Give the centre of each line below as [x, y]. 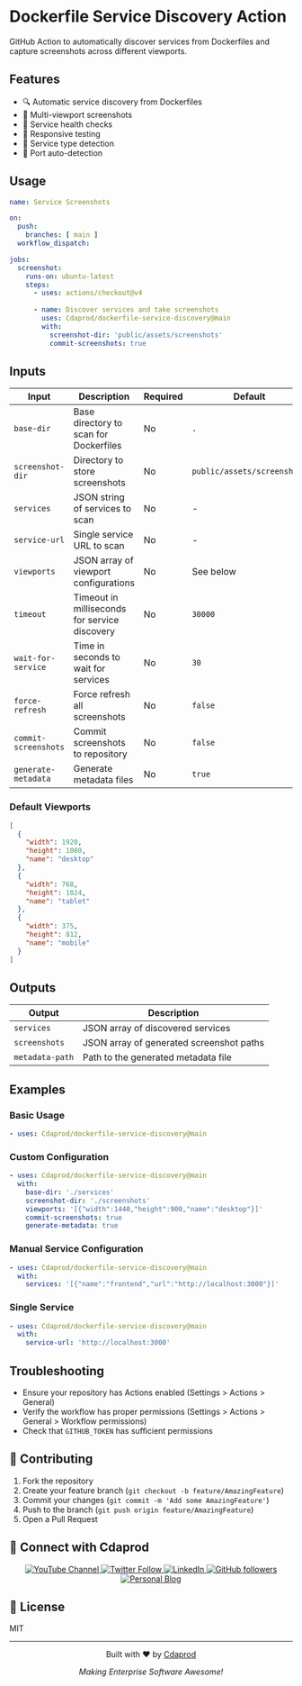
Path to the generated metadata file [157, 1057]
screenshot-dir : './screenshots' [88, 1201]
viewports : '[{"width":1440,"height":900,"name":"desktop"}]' [144, 1209]
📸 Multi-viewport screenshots [77, 114]
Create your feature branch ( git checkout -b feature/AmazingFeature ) [153, 1490]
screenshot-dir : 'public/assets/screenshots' [136, 335]
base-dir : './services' [70, 1192]
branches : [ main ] [62, 235]
